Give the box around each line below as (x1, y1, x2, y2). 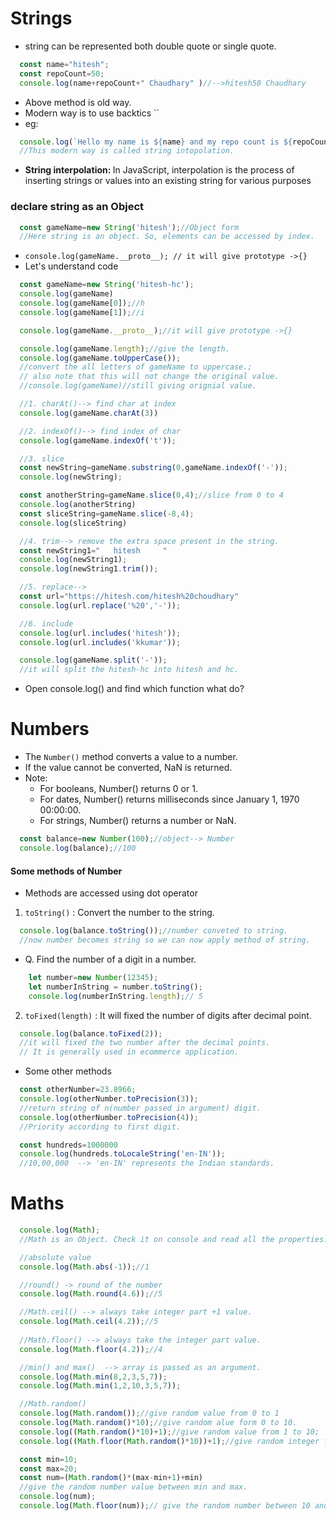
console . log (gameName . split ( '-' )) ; (19, 655, 168, 666)
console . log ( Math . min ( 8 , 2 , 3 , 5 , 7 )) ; (19, 1372, 168, 1382)
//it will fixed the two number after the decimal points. (19, 1038, 271, 1048)
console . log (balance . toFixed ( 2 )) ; (19, 1028, 163, 1039)
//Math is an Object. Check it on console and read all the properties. (19, 1234, 329, 1244)
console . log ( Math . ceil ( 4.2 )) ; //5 (19, 1317, 159, 1327)
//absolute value (19, 1252, 92, 1262)
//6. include (19, 618, 74, 629)
